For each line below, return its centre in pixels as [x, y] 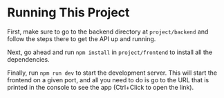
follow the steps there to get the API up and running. [82, 38]
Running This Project [68, 13]
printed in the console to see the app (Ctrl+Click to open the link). [101, 87]
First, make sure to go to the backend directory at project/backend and [108, 32]
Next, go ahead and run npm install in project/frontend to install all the [110, 52]
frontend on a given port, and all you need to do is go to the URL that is [108, 79]
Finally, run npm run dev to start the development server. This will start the [112, 73]
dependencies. [28, 59]
